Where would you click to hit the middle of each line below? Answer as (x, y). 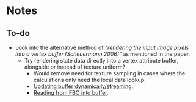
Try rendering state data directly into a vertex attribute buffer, (101, 60)
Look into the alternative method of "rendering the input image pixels (102, 47)
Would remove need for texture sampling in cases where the (109, 73)
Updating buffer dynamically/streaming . (83, 86)
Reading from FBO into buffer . (71, 93)
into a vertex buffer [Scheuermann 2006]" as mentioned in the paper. (103, 54)
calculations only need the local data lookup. (90, 80)
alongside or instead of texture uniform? (75, 67)
